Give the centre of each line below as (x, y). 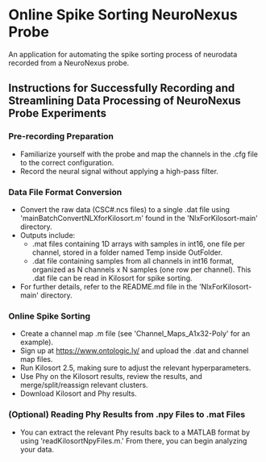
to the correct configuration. (67, 162)
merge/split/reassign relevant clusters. (84, 385)
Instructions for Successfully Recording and (122, 88)
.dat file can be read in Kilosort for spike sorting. (112, 278)
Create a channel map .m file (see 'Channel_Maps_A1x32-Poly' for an (135, 334)
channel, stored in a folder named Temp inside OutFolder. (127, 252)
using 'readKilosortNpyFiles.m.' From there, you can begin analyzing (133, 440)
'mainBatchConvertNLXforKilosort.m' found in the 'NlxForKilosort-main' (139, 218)
